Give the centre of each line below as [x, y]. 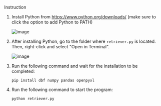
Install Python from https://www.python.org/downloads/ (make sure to [84, 17]
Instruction [15, 7]
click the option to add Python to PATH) [52, 22]
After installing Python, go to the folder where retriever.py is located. [83, 41]
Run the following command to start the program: [62, 90]
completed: [23, 71]
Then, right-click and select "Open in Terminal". [60, 47]
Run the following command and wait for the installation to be [74, 66]
